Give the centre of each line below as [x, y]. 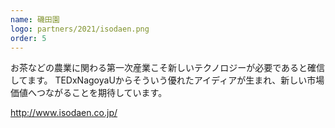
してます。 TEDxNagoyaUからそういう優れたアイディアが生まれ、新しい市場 [167, 80]
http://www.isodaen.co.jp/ [64, 113]
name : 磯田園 [35, 19]
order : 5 [28, 38]
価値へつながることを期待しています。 [89, 93]
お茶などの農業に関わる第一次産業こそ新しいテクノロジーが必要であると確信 [168, 68]
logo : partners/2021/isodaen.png [80, 29]
